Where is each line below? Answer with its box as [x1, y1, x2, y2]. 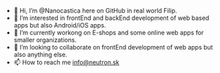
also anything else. [13, 50, 68, 59]
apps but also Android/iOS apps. [13, 21, 106, 29]
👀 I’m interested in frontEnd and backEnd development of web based [13, 14, 210, 22]
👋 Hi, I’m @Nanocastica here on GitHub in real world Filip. [13, 7, 177, 14]
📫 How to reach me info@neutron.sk [13, 59, 119, 66]
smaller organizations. [13, 36, 77, 44]
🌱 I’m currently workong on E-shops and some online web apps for [13, 28, 204, 36]
